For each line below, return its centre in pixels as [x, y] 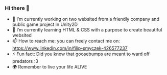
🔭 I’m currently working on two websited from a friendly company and [86, 19]
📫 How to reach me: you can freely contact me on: [66, 41]
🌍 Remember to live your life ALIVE [50, 67]
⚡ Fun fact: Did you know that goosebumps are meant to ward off [81, 54]
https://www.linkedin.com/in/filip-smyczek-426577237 [70, 48]
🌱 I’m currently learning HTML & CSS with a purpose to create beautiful [87, 30]
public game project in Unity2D [45, 24]
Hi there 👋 [17, 8]
